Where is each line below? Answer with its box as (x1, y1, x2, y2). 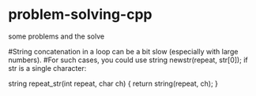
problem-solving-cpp (8, 6, 152, 24)
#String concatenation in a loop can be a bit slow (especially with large (8, 46, 239, 56)
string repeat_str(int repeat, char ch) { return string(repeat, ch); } (8, 79, 219, 88)
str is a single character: (8, 63, 87, 72)
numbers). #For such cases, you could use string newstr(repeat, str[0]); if (8, 55, 248, 65)
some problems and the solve (8, 31, 105, 41)
